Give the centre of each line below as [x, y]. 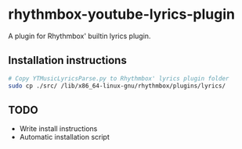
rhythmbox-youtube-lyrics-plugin [121, 14]
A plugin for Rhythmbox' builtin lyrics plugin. [79, 36]
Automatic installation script [64, 137]
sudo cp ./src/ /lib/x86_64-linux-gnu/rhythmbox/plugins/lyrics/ [117, 86]
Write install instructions [58, 129]
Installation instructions [67, 60]
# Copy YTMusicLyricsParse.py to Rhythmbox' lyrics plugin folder [119, 78]
